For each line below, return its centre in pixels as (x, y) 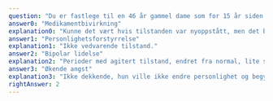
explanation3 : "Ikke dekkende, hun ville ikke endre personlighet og (129, 77)
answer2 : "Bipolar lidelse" (56, 54)
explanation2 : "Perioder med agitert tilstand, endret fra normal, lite (134, 62)
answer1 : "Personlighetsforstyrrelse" (74, 39)
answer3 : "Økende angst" (50, 69)
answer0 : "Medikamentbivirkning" (65, 24)
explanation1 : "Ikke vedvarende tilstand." (83, 46)
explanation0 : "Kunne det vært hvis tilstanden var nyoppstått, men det (134, 31)
